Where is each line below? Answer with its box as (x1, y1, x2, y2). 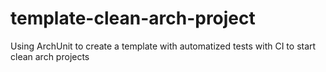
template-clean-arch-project (10, 7, 256, 30)
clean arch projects (10, 50, 90, 62)
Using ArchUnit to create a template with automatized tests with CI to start (10, 40, 317, 52)
